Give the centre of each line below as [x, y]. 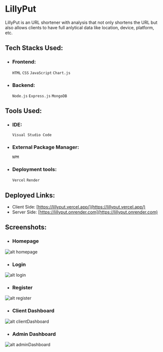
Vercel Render [26, 180]
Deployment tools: [34, 169]
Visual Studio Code [32, 135]
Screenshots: [26, 227]
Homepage [25, 241]
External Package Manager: [45, 147]
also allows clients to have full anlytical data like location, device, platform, [80, 27]
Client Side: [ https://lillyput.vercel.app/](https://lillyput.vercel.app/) [79, 207]
